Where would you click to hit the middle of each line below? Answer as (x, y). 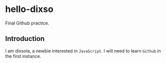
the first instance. (23, 56)
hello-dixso (29, 9)
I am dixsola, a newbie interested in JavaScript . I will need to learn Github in (83, 50)
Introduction (25, 39)
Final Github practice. (27, 23)
